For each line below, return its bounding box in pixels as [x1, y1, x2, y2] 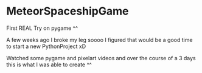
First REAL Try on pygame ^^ [6, 24, 78, 32]
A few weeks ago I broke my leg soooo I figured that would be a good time [6, 36, 193, 43]
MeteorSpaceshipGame [6, 4, 129, 18]
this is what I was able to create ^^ [6, 61, 92, 68]
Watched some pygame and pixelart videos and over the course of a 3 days [6, 54, 196, 61]
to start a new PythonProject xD [6, 43, 86, 50]
